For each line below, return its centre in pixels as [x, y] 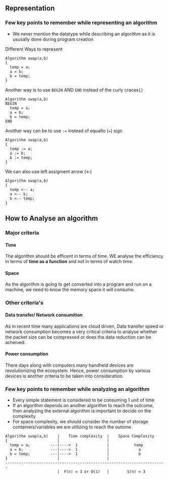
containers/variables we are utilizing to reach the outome [72, 427]
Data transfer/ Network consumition [44, 315]
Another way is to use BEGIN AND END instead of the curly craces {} [74, 90]
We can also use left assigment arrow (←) [49, 171]
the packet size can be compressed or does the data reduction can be [78, 337]
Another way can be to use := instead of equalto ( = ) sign [64, 131]
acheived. [16, 342]
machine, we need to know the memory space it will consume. [70, 290]
